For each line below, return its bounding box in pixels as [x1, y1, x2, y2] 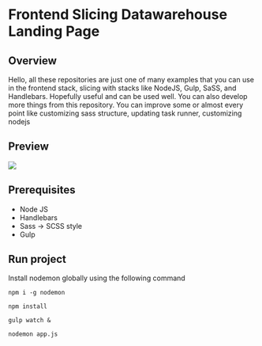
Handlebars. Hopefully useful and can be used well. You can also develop [8, 92, 248, 101]
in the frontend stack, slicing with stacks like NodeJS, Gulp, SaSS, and [8, 83, 237, 93]
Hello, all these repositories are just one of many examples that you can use [8, 75, 255, 84]
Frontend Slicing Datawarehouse [8, 6, 227, 24]
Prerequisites [8, 184, 76, 197]
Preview [8, 140, 50, 154]
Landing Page [8, 22, 100, 40]
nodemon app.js [8, 330, 58, 338]
